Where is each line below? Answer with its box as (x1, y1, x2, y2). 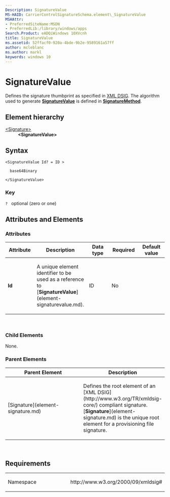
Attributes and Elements (5, 215, 83, 224)
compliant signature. (99, 401, 148, 408)
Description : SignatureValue (5, 7, 67, 13)
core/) (83, 401, 98, 408)
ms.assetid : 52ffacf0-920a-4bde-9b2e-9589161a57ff (5, 40, 114, 45)
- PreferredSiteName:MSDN (5, 21, 60, 27)
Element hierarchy (5, 113, 64, 121)
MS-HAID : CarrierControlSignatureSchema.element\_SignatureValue (5, 12, 146, 17)
